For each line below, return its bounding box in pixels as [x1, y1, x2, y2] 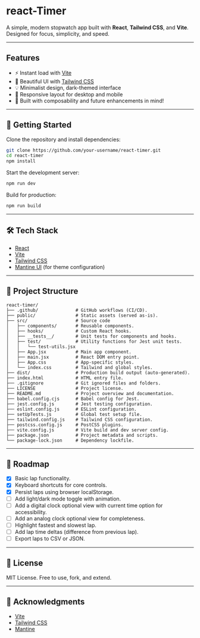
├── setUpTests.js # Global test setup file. [6, 411, 143, 417]
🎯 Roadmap [6, 459, 49, 469]
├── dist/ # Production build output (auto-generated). [6, 370, 190, 376]
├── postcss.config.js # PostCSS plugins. [6, 421, 124, 428]
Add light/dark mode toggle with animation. [14, 495, 121, 502]
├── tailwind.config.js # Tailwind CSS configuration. [6, 417, 153, 423]
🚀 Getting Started [6, 120, 72, 130]
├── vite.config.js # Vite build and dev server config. [6, 427, 169, 433]
